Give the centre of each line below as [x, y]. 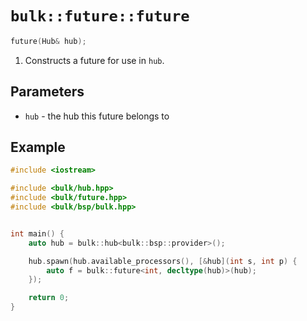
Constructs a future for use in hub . [94, 60]
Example [38, 147]
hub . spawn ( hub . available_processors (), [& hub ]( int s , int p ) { [163, 261]
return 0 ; [49, 298]
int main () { [37, 233]
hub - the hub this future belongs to [97, 116]
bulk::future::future [100, 16]
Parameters [47, 92]
